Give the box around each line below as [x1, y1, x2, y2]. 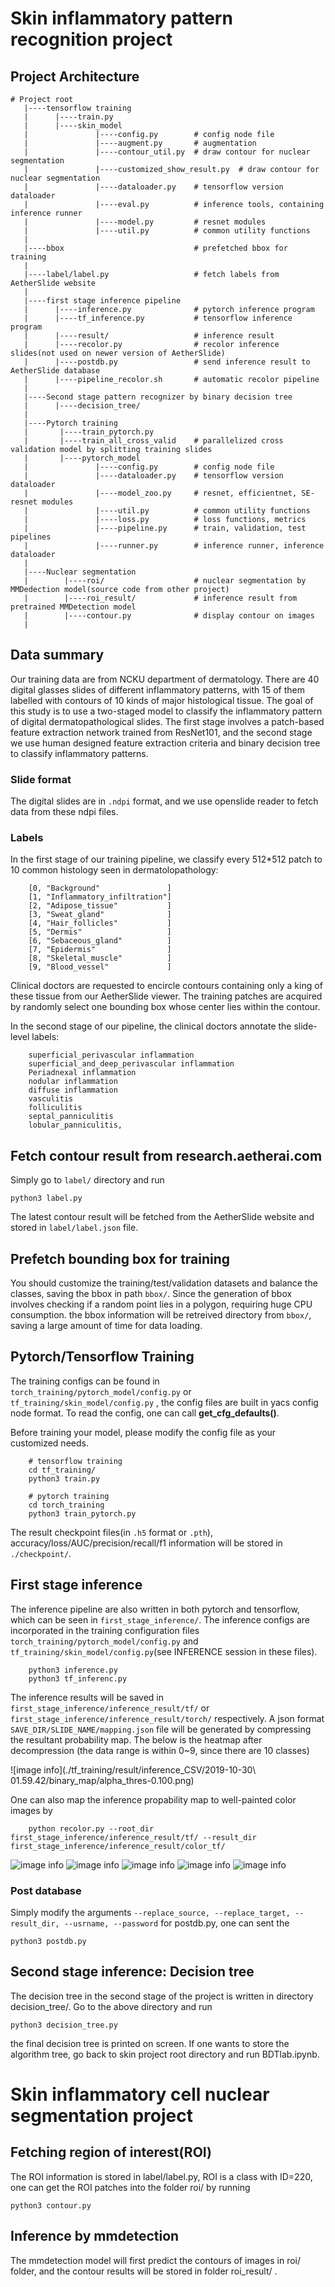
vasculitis [28, 1094, 74, 1104]
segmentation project [10, 2104, 193, 2127]
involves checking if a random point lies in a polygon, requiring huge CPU [10, 1298, 313, 1311]
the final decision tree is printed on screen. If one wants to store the [10, 2037, 290, 2049]
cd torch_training [28, 1500, 105, 1510]
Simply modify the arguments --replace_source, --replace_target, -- [10, 1906, 305, 1918]
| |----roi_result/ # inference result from [23, 593, 298, 603]
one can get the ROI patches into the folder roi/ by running [10, 2181, 251, 2193]
